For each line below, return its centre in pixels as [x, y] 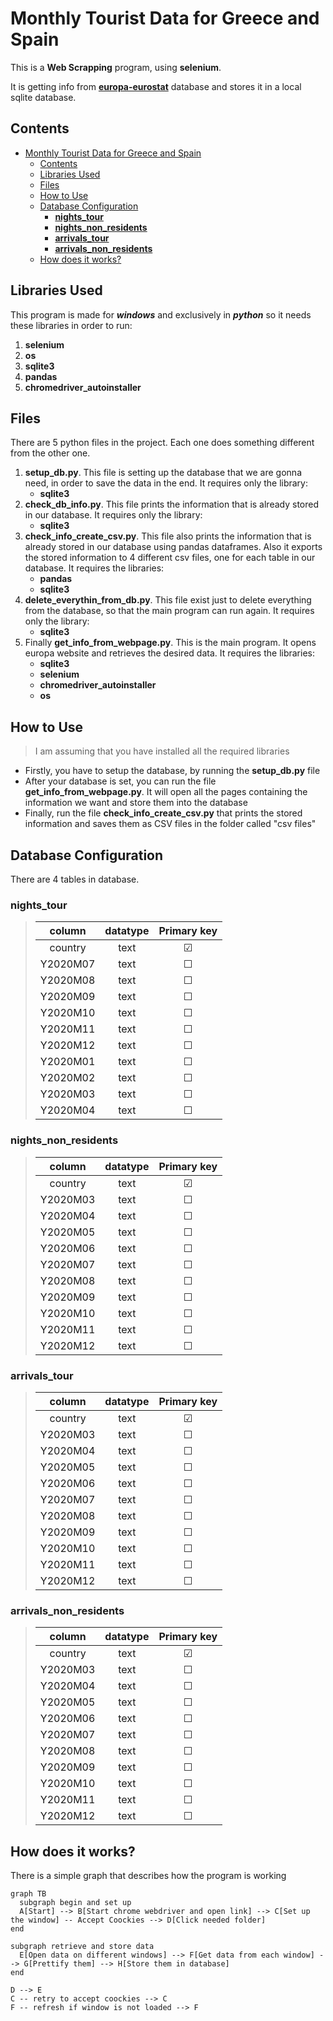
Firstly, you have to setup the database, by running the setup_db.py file [172, 771]
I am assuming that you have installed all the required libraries [162, 751]
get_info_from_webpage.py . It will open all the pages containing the [166, 792]
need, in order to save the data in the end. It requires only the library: [166, 483]
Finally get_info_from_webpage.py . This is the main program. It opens [170, 643]
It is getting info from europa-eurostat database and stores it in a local [156, 86]
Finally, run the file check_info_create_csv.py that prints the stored [163, 813]
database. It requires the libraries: [94, 568]
